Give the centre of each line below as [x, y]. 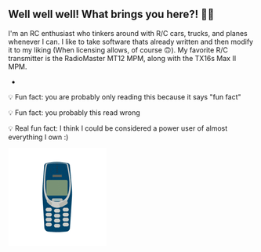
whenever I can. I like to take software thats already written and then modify [130, 41]
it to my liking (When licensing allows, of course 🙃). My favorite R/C [118, 50]
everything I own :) [38, 137]
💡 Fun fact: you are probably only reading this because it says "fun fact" [125, 97]
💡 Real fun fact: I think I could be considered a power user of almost [118, 128]
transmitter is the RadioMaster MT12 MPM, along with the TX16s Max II [122, 58]
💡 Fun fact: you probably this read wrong [74, 112]
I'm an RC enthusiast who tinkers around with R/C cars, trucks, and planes [128, 33]
